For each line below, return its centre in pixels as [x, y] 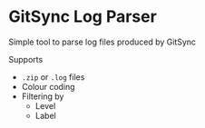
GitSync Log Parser [83, 17]
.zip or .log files [53, 77]
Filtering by [43, 96]
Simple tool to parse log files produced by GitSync [102, 42]
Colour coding [48, 86]
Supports [26, 59]
